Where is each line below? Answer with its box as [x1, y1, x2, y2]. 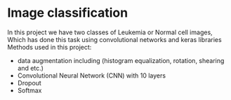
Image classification [7, 5, 128, 21]
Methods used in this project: [7, 43, 92, 51]
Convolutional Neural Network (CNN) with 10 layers [17, 71, 166, 80]
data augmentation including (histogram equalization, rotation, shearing [17, 56, 225, 64]
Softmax [17, 86, 42, 94]
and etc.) [17, 64, 44, 72]
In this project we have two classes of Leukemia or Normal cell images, [7, 28, 213, 36]
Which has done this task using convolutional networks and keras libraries [7, 35, 223, 43]
